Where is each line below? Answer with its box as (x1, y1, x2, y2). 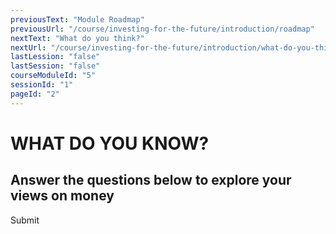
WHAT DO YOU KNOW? (10, 132, 210, 155)
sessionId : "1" (10, 80, 74, 90)
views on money (10, 187, 115, 205)
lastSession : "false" (10, 61, 101, 71)
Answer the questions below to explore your (10, 172, 292, 189)
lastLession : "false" (10, 52, 101, 62)
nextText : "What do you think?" (10, 33, 145, 43)
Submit (10, 214, 40, 226)
